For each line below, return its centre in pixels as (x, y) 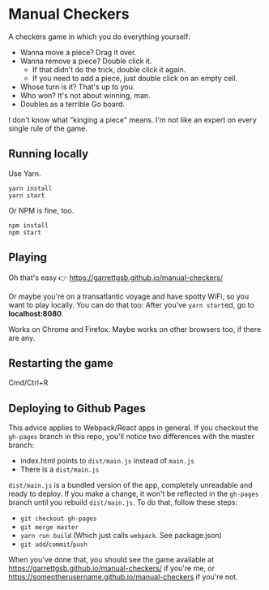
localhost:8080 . (36, 313)
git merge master (49, 528)
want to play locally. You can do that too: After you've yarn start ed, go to (132, 304)
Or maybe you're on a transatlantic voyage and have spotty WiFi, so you (129, 296)
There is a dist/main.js (60, 469)
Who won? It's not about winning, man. (85, 95)
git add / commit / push (53, 544)
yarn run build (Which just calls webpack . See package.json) (121, 536)
